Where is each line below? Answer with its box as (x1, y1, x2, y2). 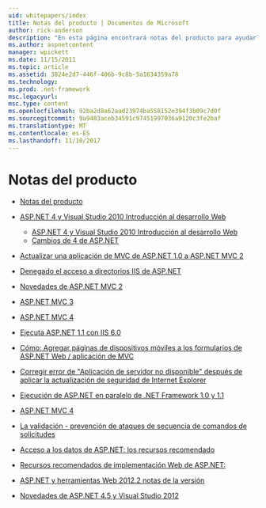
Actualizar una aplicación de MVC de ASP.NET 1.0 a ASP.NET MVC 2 (19, 251, 244, 261)
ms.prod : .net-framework (8, 85, 90, 93)
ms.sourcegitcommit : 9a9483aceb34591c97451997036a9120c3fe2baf (8, 115, 222, 123)
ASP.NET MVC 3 (19, 298, 74, 307)
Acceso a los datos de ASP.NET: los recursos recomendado (19, 445, 215, 455)
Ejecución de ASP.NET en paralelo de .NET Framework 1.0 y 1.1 (19, 391, 224, 400)
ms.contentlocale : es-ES (8, 129, 90, 137)
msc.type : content (8, 100, 69, 108)
